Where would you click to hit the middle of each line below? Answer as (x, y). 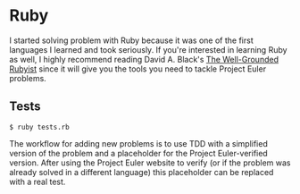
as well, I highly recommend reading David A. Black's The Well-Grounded (144, 59)
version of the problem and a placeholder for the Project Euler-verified (138, 153)
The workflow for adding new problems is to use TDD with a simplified (138, 143)
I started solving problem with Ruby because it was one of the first (131, 40)
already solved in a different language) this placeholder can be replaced (142, 172)
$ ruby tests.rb (39, 127)
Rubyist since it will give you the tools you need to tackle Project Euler (137, 69)
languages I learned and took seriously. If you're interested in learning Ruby (148, 49)
